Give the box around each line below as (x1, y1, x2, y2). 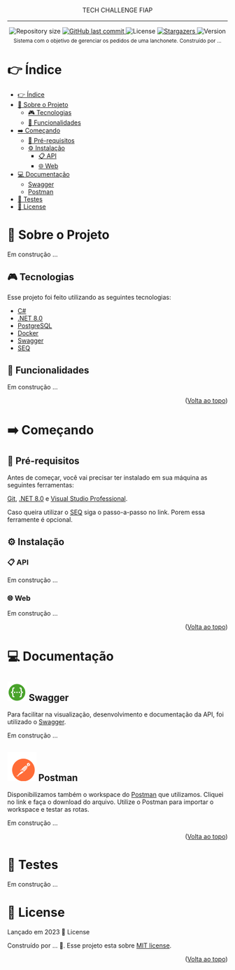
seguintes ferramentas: (7, 481, 75, 490)
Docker (17, 329, 39, 338)
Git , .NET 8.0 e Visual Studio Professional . (7, 494, 128, 503)
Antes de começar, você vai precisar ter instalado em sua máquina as (7, 473, 208, 482)
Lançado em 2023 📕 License (7, 927, 90, 936)
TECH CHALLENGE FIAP (82, 6, 153, 14)
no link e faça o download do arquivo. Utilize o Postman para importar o (7, 798, 214, 806)
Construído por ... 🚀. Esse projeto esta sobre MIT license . (7, 941, 172, 950)
